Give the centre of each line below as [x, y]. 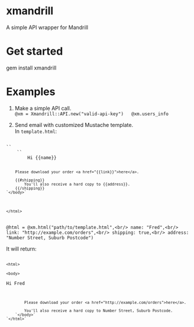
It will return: [21, 249]
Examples [31, 92]
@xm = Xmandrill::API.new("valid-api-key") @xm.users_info [92, 114]
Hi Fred [16, 283]
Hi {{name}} [42, 158]
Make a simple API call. [43, 108]
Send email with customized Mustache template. [74, 125]
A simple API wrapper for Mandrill [47, 27]
